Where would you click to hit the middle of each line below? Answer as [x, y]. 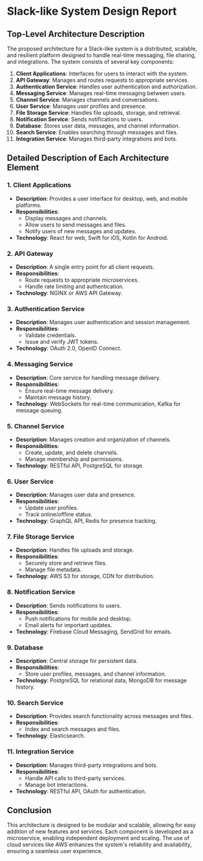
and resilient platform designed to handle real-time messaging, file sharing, [102, 55]
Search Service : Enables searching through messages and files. [97, 132]
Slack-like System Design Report [92, 11]
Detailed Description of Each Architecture [88, 158]
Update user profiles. [52, 508]
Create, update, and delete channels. [72, 452]
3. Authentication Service [46, 309]
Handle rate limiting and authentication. [74, 286]
